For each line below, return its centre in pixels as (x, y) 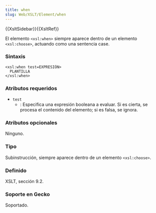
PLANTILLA (20, 71)
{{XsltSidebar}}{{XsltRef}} (32, 28)
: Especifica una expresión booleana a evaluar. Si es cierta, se (84, 104)
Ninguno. (15, 133)
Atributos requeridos (31, 88)
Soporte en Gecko (28, 194)
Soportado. (17, 205)
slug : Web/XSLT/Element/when (36, 14)
